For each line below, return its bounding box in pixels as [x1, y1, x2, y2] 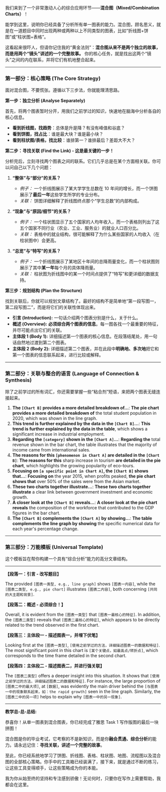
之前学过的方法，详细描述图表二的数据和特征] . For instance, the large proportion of [5, 678, 161, 684]
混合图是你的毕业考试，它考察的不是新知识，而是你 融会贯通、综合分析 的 [5, 736, 152, 742]
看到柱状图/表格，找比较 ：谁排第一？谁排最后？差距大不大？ [12, 137, 136, 143]
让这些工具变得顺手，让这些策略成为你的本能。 [5, 765, 100, 771]
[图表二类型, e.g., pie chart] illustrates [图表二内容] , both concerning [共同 [5, 586, 158, 592]
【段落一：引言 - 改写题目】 [5, 571, 62, 577]
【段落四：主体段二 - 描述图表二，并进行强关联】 [5, 663, 105, 669]
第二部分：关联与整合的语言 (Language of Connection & [5, 370, 139, 377]
